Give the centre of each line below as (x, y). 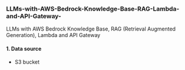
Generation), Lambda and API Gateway (53, 35)
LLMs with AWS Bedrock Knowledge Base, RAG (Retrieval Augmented (91, 29)
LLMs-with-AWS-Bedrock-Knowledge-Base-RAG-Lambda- (93, 9)
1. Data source (24, 48)
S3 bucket (27, 62)
